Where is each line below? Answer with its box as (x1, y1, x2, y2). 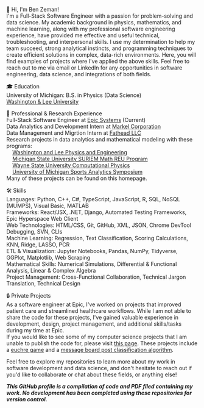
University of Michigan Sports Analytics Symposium (12, 168, 143, 175)
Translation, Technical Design (6, 280, 81, 287)
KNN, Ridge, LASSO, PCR (6, 241, 70, 248)
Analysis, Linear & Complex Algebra (6, 267, 96, 274)
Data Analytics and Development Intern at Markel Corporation (6, 123, 161, 130)
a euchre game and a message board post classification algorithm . (6, 346, 174, 353)
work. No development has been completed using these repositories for (6, 389, 192, 396)
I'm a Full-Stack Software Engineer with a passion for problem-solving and (6, 12, 194, 20)
